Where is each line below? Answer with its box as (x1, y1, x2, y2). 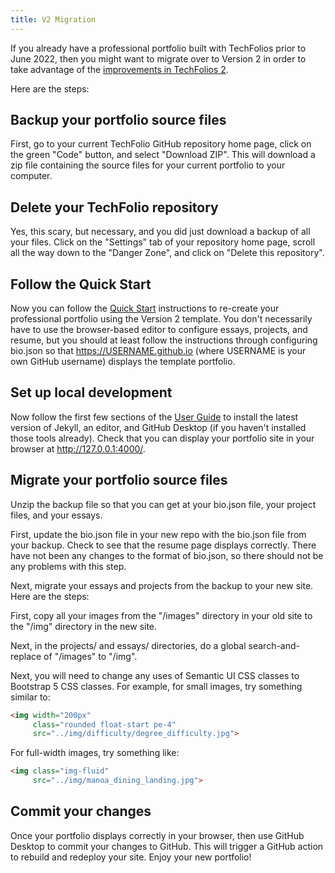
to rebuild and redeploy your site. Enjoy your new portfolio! (10, 851, 252, 863)
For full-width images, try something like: (10, 747, 180, 759)
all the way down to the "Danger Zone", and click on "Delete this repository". (10, 247, 325, 259)
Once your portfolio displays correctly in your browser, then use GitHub (10, 829, 305, 841)
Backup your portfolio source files (10, 112, 227, 129)
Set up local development (10, 384, 173, 401)
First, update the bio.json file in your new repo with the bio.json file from (10, 528, 307, 540)
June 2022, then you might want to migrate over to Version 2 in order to (10, 52, 307, 65)
